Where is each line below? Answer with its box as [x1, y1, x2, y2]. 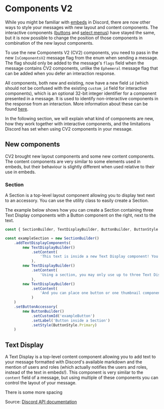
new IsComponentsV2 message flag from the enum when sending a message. [5, 55, 159, 60]
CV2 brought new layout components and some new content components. [5, 153, 155, 159]
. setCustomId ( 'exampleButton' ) [31, 313, 95, 318]
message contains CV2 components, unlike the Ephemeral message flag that [5, 65, 158, 71]
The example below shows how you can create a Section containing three [5, 207, 154, 213]
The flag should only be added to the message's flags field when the [5, 60, 144, 66]
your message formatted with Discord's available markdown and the [5, 359, 143, 365]
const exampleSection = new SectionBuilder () [5, 236, 99, 241]
